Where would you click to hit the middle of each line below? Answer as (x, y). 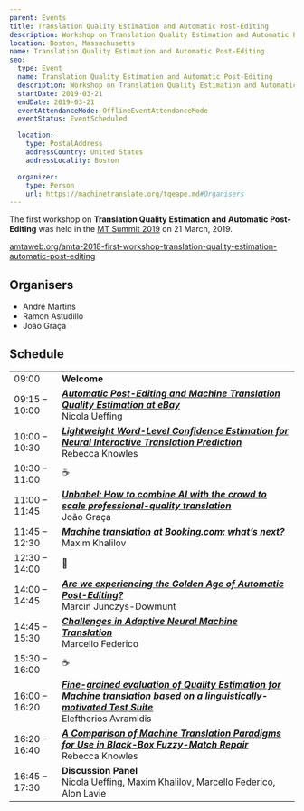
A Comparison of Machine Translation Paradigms (172, 733)
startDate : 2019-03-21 (60, 93)
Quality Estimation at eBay (121, 404)
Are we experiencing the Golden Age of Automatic (173, 584)
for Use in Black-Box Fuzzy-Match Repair (155, 744)
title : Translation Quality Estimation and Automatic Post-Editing (139, 26)
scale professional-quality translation (147, 506)
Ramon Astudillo (53, 316)
